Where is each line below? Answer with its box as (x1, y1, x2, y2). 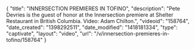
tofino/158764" (6, 37, 43, 43)
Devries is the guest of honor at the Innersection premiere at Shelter (6, 11, 174, 18)
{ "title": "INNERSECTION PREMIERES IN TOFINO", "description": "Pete (6, 5, 181, 12)
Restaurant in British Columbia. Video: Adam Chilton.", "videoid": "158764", (6, 18, 190, 24)
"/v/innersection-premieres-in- (94, 30, 170, 37)
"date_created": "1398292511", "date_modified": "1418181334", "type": (6, 24, 178, 31)
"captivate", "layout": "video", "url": (6, 30, 93, 37)
